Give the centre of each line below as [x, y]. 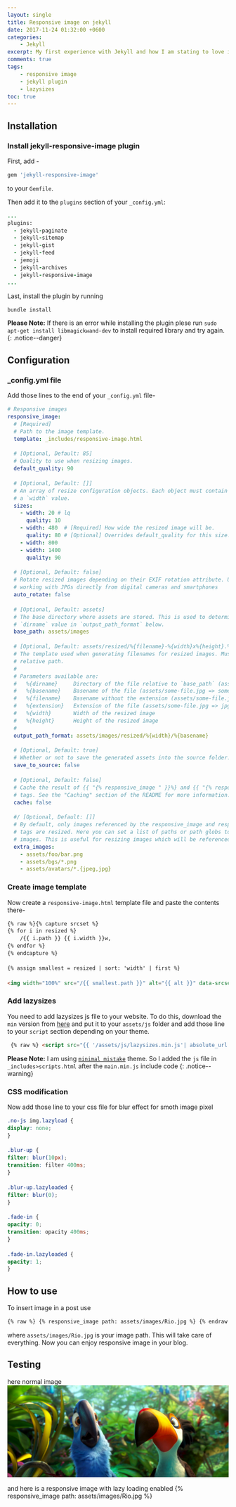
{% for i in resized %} [42, 931]
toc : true [22, 96]
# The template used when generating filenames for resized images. [116, 654]
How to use [32, 1291]
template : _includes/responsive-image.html [78, 439]
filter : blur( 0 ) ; [33, 1195]
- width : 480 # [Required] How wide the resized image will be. [118, 528]
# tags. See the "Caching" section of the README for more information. [122, 795]
